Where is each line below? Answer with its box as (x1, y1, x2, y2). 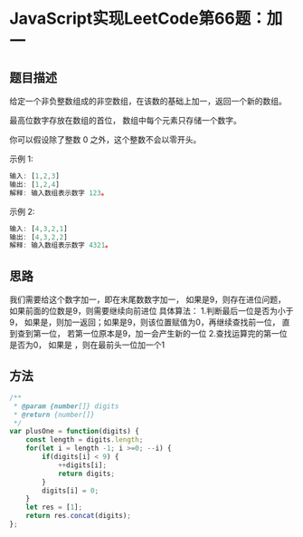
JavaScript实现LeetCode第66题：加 (9, 8, 283, 29)
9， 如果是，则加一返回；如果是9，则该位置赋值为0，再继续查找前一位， (9, 317, 280, 327)
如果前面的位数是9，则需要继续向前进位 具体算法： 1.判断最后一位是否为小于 (9, 306, 294, 317)
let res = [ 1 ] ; (25, 503, 83, 513)
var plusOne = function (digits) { (9, 427, 140, 436)
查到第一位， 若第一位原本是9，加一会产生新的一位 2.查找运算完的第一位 (16, 328, 288, 339)
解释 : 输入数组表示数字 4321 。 (9, 241, 112, 250)
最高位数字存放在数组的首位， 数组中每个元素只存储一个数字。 (9, 115, 241, 125)
